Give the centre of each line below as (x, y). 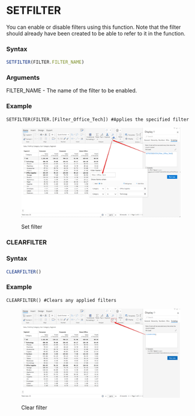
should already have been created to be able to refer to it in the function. (96, 33)
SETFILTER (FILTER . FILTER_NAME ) (45, 62)
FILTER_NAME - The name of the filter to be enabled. (72, 91)
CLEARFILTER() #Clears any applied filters (61, 300)
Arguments (23, 77)
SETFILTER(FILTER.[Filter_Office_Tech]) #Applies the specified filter (97, 119)
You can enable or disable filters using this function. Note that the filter (94, 27)
